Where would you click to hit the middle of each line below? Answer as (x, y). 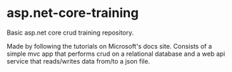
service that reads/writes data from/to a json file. (79, 61)
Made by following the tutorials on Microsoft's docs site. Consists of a (109, 46)
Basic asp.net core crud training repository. (70, 32)
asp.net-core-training (73, 13)
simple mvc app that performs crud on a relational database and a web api (116, 54)
